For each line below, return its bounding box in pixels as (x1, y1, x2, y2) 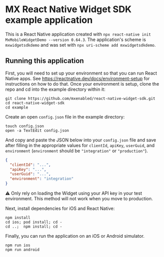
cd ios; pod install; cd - (5, 219, 62, 225)
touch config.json (5, 123, 44, 129)
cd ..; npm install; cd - (5, 224, 62, 229)
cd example (5, 105, 28, 110)
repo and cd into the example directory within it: (5, 86, 106, 92)
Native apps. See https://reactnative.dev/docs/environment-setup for (5, 75, 150, 82)
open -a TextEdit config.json (5, 128, 70, 133)
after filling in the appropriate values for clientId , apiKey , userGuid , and (5, 142, 155, 148)
